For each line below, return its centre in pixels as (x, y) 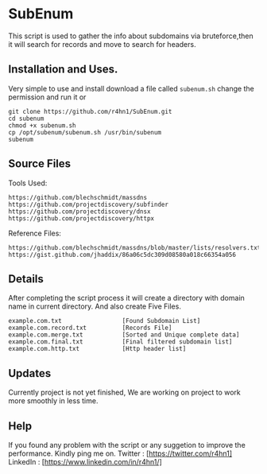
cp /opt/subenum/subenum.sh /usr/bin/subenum (85, 132)
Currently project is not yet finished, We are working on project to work (124, 392)
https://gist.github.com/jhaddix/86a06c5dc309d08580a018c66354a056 (122, 254)
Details (26, 279)
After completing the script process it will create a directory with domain (126, 298)
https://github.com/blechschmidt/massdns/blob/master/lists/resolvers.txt (135, 247)
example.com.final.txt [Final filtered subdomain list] (120, 342)
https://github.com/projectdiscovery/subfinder (89, 204)
